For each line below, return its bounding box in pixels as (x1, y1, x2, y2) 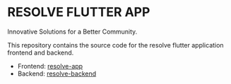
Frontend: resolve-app (17, 62, 83, 70)
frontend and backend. (7, 48, 74, 57)
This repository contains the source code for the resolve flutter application (7, 41, 224, 49)
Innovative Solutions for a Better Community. (7, 27, 138, 36)
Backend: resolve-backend (17, 69, 97, 78)
